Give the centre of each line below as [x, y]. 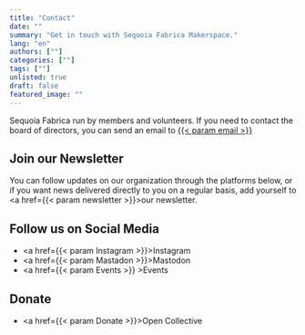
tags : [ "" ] [30, 69]
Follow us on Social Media [84, 229]
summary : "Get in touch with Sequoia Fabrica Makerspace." [124, 35]
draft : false [34, 86]
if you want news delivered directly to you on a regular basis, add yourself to [153, 190]
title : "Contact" [42, 18]
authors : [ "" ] [36, 52]
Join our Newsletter [67, 158]
